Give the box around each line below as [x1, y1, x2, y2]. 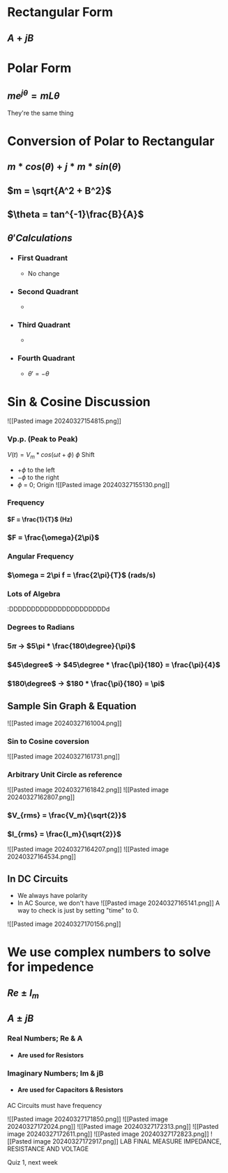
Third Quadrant [17, 320, 71, 330]
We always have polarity [17, 892, 88, 900]
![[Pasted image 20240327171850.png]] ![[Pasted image [7, 1115, 169, 1123]
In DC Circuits [7, 873, 68, 885]
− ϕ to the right [17, 473, 59, 482]
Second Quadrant [17, 286, 79, 296]
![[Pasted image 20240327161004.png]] [7, 719, 122, 727]
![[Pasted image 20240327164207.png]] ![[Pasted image [7, 845, 169, 854]
